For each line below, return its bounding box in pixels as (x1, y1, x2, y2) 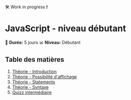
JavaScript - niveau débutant (5, 23, 126, 34)
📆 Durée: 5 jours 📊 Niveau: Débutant (5, 39, 81, 45)
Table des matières (5, 55, 65, 64)
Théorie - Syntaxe (12, 84, 49, 90)
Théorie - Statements (12, 79, 55, 85)
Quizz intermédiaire (12, 89, 52, 95)
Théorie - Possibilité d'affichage (12, 74, 77, 79)
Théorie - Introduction (12, 68, 57, 75)
